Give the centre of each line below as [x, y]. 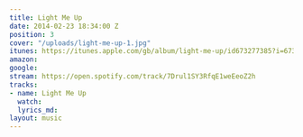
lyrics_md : [38, 110]
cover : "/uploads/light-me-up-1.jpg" [80, 43]
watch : [30, 101]
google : [24, 68]
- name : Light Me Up [48, 93]
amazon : [24, 59]
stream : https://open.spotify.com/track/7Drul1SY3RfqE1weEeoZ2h [133, 77]
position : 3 [32, 34]
